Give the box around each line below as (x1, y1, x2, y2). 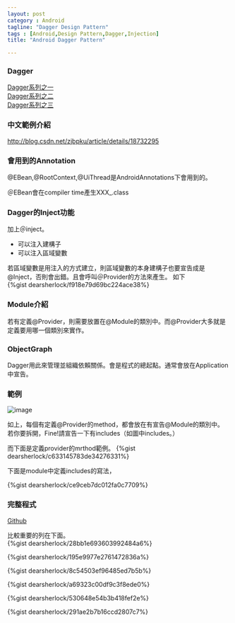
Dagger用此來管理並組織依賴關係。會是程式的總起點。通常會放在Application (7, 361, 229, 369)
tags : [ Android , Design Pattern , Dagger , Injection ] (7, 30, 159, 37)
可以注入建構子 (17, 240, 61, 248)
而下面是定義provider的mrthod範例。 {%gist (7, 444, 136, 453)
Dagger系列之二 (7, 92, 54, 100)
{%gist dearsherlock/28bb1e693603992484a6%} (7, 539, 153, 547)
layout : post (7, 10, 46, 18)
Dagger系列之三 (7, 100, 54, 110)
